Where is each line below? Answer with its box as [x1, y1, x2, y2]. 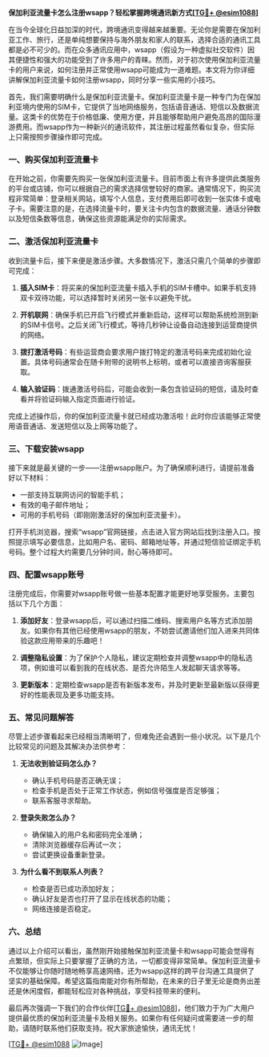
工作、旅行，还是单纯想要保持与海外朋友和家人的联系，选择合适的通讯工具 [14, 35, 261, 44]
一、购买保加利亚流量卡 [8, 154, 98, 165]
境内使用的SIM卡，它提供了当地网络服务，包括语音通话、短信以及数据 [22, 102, 253, 111]
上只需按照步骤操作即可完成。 [8, 132, 106, 141]
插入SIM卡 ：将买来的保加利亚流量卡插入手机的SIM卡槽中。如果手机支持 [19, 282, 257, 292]
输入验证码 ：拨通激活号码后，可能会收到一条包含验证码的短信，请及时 [19, 384, 252, 394]
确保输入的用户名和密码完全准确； [31, 830, 145, 840]
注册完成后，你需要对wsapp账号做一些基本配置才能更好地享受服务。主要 [8, 589, 248, 598]
